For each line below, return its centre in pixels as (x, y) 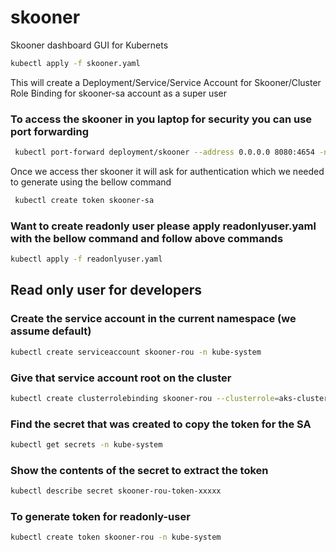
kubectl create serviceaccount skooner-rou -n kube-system (136, 352)
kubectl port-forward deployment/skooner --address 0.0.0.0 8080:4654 (164, 152)
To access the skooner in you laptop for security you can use (161, 119)
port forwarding (50, 131)
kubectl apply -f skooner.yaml (75, 63)
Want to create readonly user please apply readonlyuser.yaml (163, 226)
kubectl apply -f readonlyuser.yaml (86, 259)
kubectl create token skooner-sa (84, 200)
